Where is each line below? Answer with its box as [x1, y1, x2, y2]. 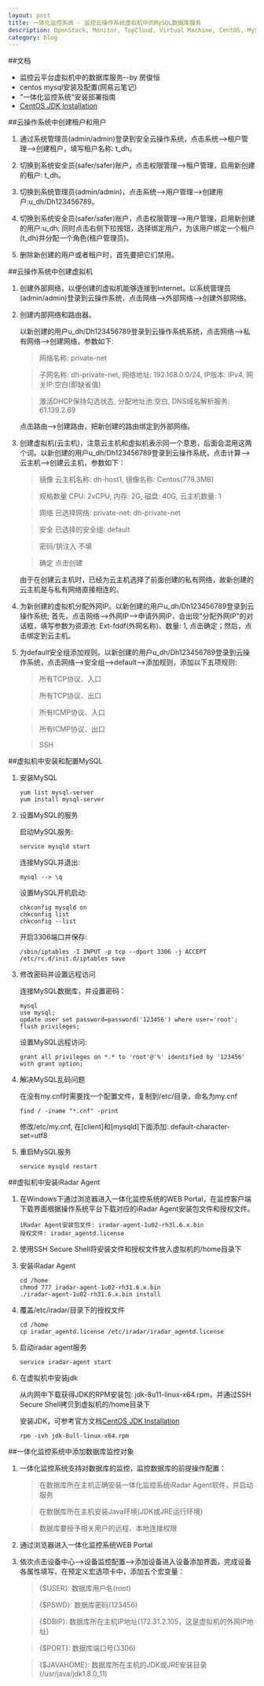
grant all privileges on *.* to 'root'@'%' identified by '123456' [19, 1053, 245, 1062]
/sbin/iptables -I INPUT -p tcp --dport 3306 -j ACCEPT [19, 948, 207, 956]
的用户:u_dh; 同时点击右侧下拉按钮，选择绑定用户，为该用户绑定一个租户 [19, 223, 255, 233]
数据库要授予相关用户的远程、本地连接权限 [38, 1523, 178, 1533]
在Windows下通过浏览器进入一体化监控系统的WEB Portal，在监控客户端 [19, 1195, 251, 1204]
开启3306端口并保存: [19, 933, 88, 942]
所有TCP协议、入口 [38, 674, 102, 684]
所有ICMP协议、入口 [38, 708, 106, 717]
